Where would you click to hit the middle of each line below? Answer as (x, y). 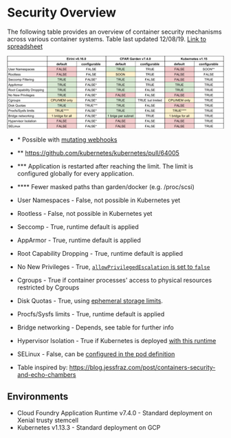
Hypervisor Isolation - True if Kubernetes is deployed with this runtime (117, 341)
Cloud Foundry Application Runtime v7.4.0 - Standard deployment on (114, 413)
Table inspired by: (42, 368)
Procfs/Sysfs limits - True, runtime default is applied (91, 314)
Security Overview (62, 13)
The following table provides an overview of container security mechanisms (114, 32)
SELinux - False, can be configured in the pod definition (96, 354)
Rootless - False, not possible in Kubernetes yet (85, 214)
